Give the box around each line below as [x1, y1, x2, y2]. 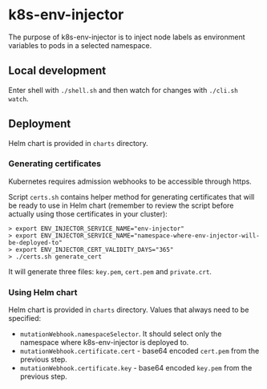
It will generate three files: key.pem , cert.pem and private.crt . [8, 266, 212, 276]
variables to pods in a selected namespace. [8, 40, 152, 50]
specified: [8, 314, 42, 323]
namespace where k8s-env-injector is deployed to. [19, 338, 189, 347]
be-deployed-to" [8, 238, 63, 246]
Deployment [8, 117, 71, 131]
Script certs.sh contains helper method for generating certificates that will [8, 192, 255, 201]
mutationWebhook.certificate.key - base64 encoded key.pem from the [19, 363, 253, 373]
